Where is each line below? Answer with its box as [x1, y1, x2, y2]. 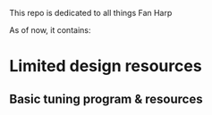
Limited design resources [9, 56, 203, 77]
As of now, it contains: [9, 25, 91, 35]
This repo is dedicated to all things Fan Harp [9, 8, 173, 18]
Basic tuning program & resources [9, 91, 203, 106]
